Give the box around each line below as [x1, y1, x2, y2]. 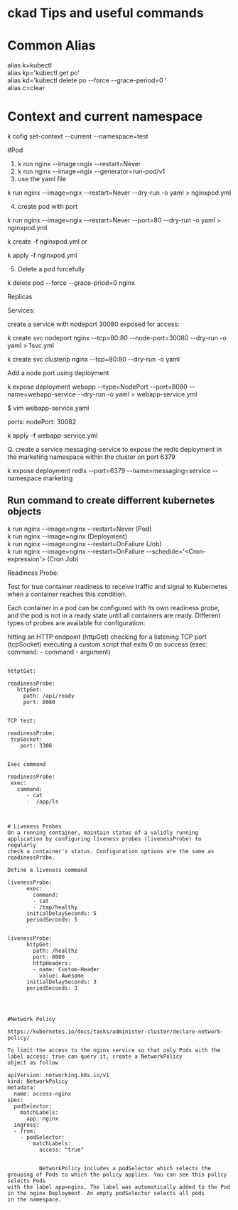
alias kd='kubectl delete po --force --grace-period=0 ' [7, 76, 167, 85]
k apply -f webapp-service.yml [7, 431, 98, 440]
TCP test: [7, 717, 37, 724]
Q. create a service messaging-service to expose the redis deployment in [7, 445, 222, 454]
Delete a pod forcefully [17, 265, 85, 274]
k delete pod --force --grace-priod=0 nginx [7, 279, 135, 287]
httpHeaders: [33, 959, 72, 967]
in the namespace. [7, 1196, 62, 1203]
